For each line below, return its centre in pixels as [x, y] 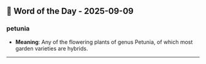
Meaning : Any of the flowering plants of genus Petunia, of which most [104, 42]
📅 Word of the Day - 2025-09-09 [70, 11]
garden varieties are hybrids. [51, 48]
